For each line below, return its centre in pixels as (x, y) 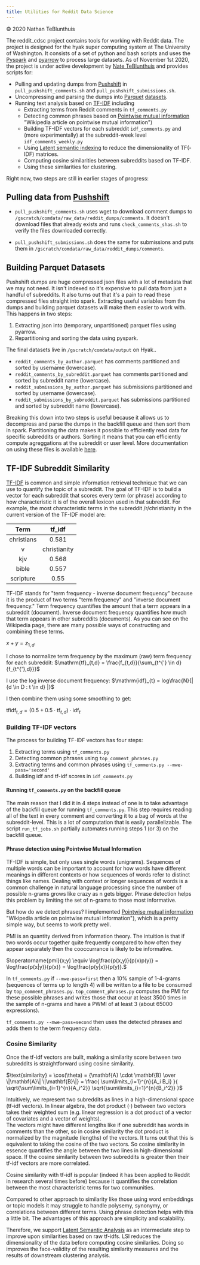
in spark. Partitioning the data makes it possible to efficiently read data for (97, 430)
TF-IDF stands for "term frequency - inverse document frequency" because (99, 594)
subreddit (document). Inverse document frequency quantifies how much (96, 613)
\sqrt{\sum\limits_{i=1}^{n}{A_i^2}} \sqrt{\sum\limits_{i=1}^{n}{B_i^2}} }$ (95, 1088)
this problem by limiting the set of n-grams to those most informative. (92, 900)
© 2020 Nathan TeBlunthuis (41, 29)
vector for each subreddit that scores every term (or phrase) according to (96, 496)
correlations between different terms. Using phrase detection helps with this (100, 1212)
